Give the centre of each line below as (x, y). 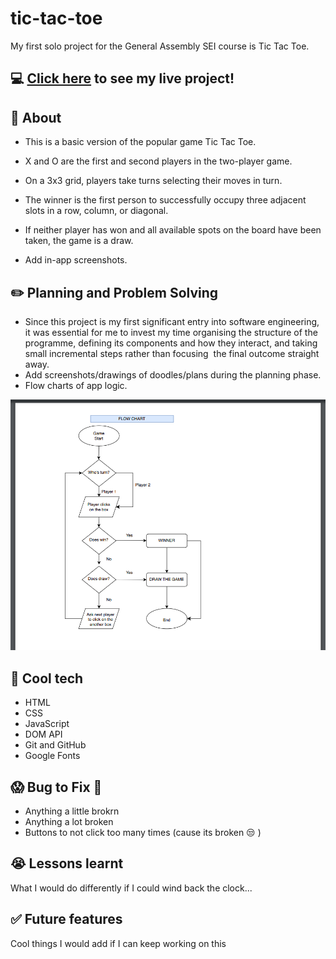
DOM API (43, 734)
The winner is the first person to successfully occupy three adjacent (165, 200)
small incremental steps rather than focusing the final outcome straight (172, 353)
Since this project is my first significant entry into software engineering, (172, 321)
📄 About (36, 117)
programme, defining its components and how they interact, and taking (171, 343)
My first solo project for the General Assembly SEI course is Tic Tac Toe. (160, 46)
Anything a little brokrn (72, 811)
